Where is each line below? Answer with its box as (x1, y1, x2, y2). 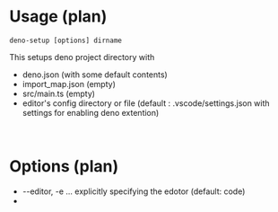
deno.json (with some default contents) (22, 69, 168, 80)
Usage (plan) (9, 6, 108, 27)
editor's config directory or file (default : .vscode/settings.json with (22, 97, 271, 109)
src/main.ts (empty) (22, 88, 96, 99)
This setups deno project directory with (9, 51, 155, 62)
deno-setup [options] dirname (9, 36, 123, 45)
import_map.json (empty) (22, 78, 117, 89)
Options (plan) (9, 156, 119, 177)
